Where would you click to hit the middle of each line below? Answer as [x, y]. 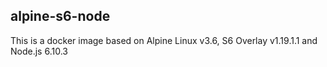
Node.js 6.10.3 [39, 51]
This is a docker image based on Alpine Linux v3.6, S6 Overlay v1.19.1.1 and [164, 40]
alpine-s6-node [60, 16]
